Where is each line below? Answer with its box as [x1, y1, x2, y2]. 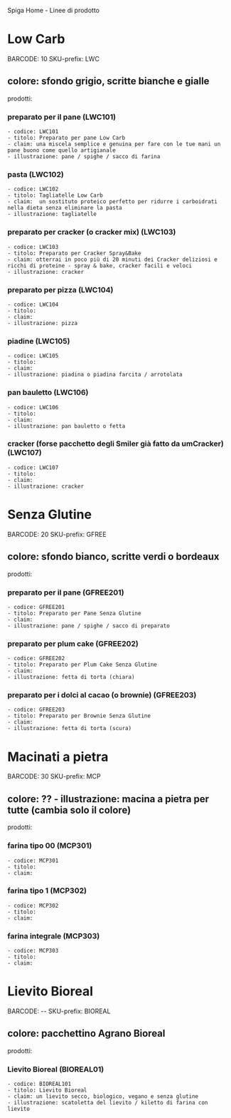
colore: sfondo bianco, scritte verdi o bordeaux [7, 550, 220, 563]
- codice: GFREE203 [7, 706, 65, 714]
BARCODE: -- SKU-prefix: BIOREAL [7, 1007, 111, 1015]
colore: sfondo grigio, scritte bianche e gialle [7, 75, 210, 88]
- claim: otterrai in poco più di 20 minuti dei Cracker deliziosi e [7, 256, 218, 263]
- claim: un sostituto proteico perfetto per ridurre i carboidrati [7, 198, 218, 205]
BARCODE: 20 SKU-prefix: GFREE [7, 530, 107, 538]
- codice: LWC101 [7, 128, 59, 135]
